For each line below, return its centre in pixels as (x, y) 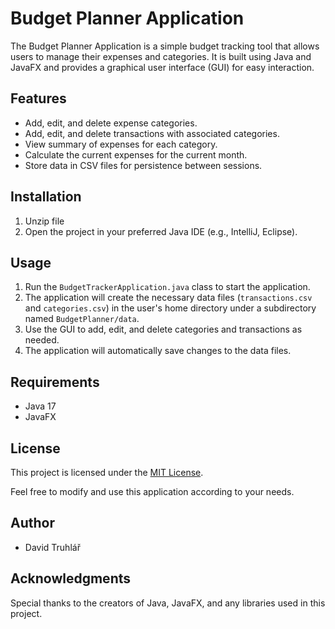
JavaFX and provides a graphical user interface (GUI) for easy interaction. (162, 67)
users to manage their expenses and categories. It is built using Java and (161, 56)
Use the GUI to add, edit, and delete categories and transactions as (163, 329)
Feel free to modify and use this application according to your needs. (152, 491)
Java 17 (40, 406)
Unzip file (44, 221)
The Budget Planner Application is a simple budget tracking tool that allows (165, 46)
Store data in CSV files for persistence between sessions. (143, 165)
